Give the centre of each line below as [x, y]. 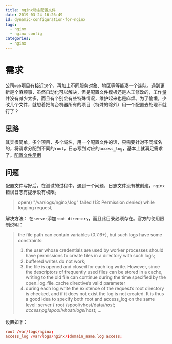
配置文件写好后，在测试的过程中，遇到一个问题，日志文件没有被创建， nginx [85, 186]
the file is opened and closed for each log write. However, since [93, 267]
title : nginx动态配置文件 [31, 10]
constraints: [30, 241]
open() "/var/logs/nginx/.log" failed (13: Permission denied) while [86, 202]
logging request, [35, 208]
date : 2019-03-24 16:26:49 [34, 15]
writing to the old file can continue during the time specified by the [96, 277]
